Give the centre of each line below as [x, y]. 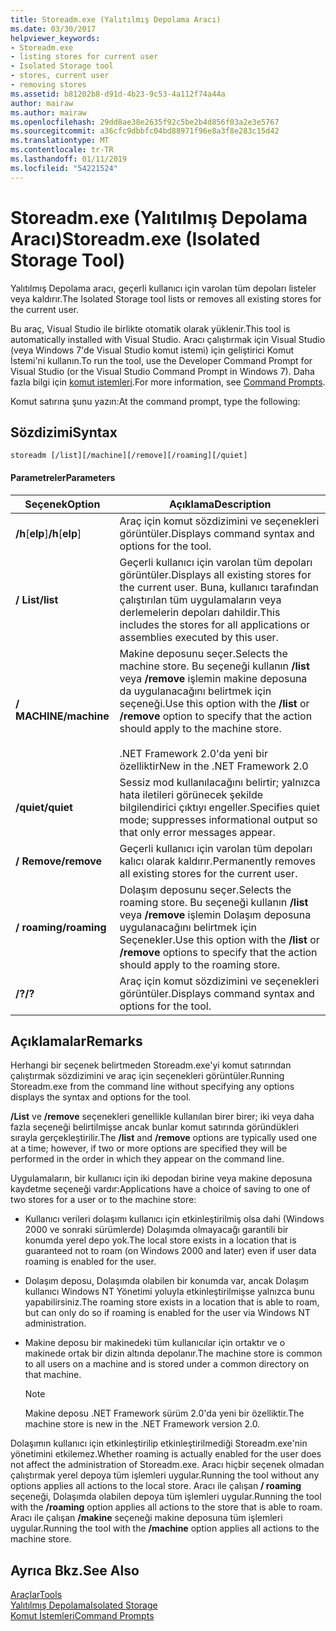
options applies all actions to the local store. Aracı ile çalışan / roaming [156, 1486]
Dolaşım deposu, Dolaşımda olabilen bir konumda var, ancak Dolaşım [167, 1281]
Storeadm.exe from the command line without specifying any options [152, 1087]
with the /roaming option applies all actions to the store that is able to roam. [166, 1507]
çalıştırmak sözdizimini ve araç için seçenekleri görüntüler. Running [147, 1076]
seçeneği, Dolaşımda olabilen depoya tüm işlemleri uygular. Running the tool [166, 1497]
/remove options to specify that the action [218, 952]
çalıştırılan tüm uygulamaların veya [200, 599]
